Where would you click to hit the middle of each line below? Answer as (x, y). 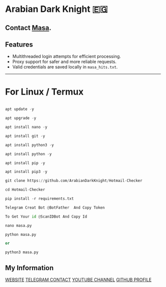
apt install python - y (28, 154)
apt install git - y (25, 136)
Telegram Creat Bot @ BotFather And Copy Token (55, 207)
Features (19, 44)
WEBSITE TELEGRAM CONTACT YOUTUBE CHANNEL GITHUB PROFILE (78, 280)
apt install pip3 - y (26, 172)
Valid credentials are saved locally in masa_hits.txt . (65, 67)
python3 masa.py (22, 252)
